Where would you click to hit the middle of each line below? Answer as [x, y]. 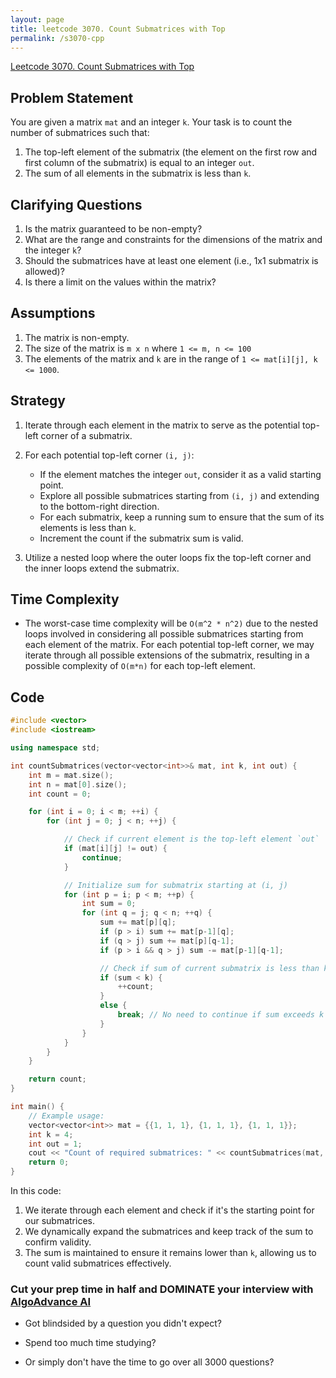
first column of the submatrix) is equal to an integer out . [139, 163]
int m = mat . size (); [71, 775]
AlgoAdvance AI [51, 1301]
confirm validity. [58, 1242]
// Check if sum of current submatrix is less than [209, 968]
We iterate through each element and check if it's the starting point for [169, 1210]
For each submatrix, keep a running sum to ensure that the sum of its [182, 517]
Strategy [38, 401]
